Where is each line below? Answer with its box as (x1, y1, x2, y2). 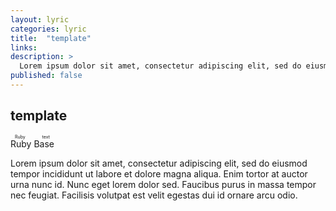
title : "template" (10, 33, 92, 43)
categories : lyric (10, 24, 87, 34)
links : (10, 42, 38, 53)
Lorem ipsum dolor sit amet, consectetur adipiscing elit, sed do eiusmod (10, 157, 308, 169)
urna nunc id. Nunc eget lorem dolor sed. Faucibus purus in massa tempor (10, 178, 317, 190)
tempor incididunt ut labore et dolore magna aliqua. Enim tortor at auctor (10, 167, 308, 180)
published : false (10, 71, 83, 81)
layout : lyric (10, 14, 70, 25)
